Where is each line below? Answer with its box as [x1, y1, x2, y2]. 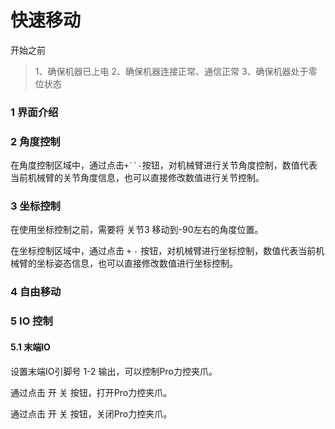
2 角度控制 [10, 134, 61, 148]
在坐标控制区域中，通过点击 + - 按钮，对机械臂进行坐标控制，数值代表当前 [10, 245, 317, 257]
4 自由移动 [10, 285, 62, 299]
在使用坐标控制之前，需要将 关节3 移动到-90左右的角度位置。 [10, 224, 264, 236]
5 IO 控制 [10, 314, 53, 328]
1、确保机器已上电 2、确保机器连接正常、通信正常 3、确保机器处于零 [34, 65, 318, 77]
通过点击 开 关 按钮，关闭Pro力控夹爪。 [10, 407, 173, 420]
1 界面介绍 [10, 105, 59, 119]
